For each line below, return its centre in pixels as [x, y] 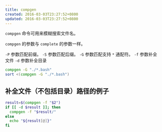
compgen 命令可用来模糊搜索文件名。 [42, 33]
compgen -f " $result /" [33, 112]
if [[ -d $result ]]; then [33, 107]
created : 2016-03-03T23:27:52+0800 [42, 14]
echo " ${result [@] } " [31, 121]
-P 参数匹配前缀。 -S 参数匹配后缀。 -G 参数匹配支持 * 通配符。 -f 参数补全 [81, 54]
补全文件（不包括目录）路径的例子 [57, 91]
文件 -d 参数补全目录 [26, 61]
